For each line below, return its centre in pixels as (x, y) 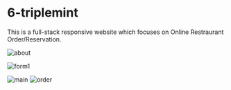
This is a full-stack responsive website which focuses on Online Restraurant (115, 32)
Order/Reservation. (34, 39)
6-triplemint (43, 13)
